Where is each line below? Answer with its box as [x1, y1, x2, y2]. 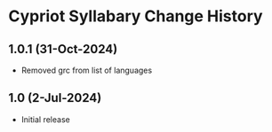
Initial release [20, 113, 70, 125]
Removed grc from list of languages [20, 65, 153, 75]
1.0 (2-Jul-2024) [8, 90, 102, 105]
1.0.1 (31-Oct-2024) [8, 42, 118, 57]
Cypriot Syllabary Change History [8, 6, 263, 27]
